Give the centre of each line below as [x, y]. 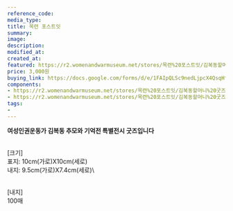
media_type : [24, 20]
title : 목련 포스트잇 [34, 26]
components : [24, 84]
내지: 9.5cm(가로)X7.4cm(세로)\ [51, 169]
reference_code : [31, 13]
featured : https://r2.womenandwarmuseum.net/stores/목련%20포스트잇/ [105, 65]
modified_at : [26, 53]
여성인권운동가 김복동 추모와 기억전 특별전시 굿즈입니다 [81, 130]
